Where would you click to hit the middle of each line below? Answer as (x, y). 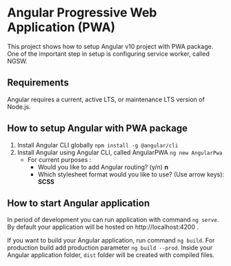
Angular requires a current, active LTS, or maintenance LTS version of (106, 99)
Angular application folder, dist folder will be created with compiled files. (111, 255)
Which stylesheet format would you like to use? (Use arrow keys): (131, 174)
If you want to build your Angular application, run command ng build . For (111, 241)
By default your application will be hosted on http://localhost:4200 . (103, 227)
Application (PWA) (61, 27)
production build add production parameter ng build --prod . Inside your (110, 248)
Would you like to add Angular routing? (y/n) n (103, 167)
